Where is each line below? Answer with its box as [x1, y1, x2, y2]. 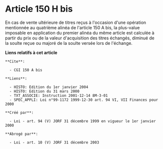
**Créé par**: [5, 110, 34, 115]
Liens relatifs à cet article [5, 50, 58, 56]
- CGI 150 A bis [9, 67, 42, 73]
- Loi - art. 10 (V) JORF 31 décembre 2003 [9, 140, 99, 145]
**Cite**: [5, 59, 25, 64]
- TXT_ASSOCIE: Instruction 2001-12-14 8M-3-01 [9, 93, 108, 98]
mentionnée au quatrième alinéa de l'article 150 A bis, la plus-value [5, 24, 140, 30]
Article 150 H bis [5, 3, 73, 15]
